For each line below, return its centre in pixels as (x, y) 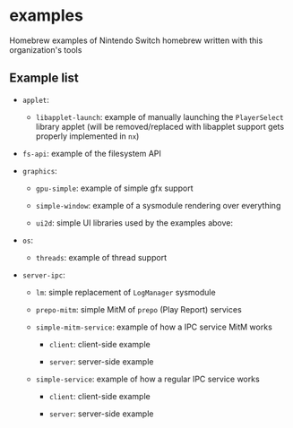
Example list (44, 78)
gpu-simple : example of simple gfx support (115, 188)
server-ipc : (43, 275)
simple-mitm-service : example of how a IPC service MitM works (154, 327)
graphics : (40, 170)
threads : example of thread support (101, 257)
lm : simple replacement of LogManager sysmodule (126, 292)
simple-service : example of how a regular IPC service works (147, 379)
